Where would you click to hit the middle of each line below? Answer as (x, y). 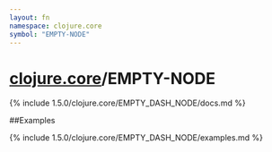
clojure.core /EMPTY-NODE (113, 78)
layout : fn (30, 17)
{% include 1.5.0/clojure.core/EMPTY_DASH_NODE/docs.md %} (127, 103)
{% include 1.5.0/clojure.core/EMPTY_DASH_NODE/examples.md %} (136, 138)
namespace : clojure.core (56, 26)
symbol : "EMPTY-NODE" (50, 34)
